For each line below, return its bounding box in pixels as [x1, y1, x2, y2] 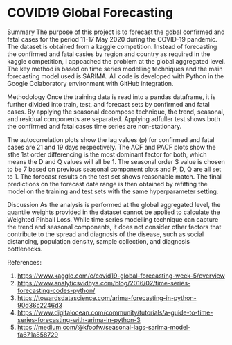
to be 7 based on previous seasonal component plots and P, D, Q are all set [7, 165, 222, 173]
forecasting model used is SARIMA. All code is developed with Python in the [7, 71, 224, 80]
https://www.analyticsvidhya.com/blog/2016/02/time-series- [17, 278, 191, 287]
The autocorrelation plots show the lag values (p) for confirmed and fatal [7, 135, 215, 143]
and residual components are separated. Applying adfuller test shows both [7, 114, 220, 123]
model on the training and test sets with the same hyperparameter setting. [7, 187, 219, 195]
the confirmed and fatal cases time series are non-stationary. [7, 122, 182, 130]
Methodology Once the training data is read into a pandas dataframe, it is [7, 92, 216, 101]
